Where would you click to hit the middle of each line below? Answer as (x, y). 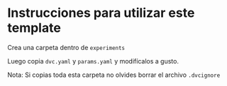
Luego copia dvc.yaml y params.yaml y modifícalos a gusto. (93, 61)
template (34, 28)
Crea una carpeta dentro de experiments (66, 47)
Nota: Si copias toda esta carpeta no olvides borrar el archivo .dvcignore (114, 75)
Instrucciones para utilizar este (101, 13)
